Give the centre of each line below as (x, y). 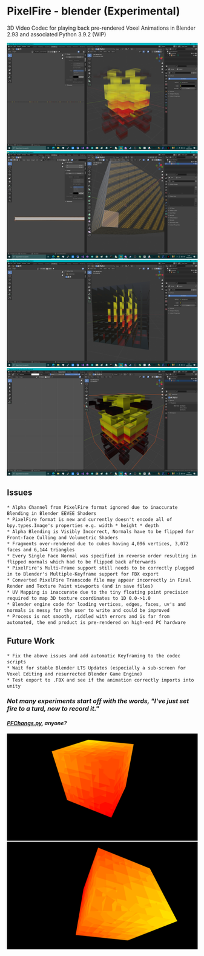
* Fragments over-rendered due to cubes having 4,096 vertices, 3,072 (98, 543)
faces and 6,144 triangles (41, 549)
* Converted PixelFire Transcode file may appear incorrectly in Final (99, 580)
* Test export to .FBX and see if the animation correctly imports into (100, 680)
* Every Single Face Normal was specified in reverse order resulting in (102, 556)
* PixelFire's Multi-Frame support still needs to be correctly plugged (100, 568)
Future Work (31, 641)
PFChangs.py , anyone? (37, 723)
